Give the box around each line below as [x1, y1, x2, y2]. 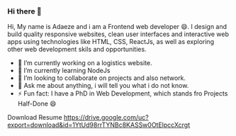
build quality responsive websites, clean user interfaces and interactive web [7, 30, 229, 38]
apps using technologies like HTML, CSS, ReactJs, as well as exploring [7, 38, 215, 46]
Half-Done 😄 [17, 99, 57, 108]
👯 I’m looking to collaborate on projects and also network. [17, 74, 186, 82]
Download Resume [7, 113, 62, 122]
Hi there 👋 [7, 6, 43, 16]
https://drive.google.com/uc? [63, 113, 149, 122]
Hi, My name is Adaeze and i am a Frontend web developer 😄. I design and [7, 23, 227, 31]
